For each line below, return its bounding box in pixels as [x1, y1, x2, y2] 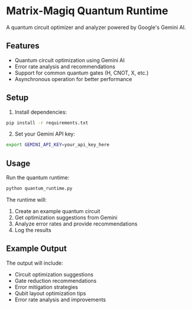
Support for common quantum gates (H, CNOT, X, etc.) [14, 69, 149, 76]
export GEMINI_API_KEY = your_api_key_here [6, 142, 110, 148]
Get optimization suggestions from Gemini [14, 214, 118, 221]
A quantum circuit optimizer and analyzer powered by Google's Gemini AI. [6, 24, 186, 31]
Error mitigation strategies [14, 283, 79, 291]
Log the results [14, 227, 51, 233]
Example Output [6, 244, 67, 254]
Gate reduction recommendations [14, 277, 97, 284]
